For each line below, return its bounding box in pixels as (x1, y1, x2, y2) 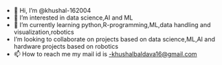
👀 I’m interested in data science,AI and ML (13, 14, 133, 22)
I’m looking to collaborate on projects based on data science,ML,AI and (13, 35, 215, 43)
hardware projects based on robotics (13, 43, 119, 50)
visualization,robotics (13, 28, 74, 36)
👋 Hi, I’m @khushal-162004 (13, 7, 91, 14)
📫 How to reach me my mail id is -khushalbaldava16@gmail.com (13, 50, 197, 58)
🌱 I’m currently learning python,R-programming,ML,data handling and (13, 21, 211, 28)
